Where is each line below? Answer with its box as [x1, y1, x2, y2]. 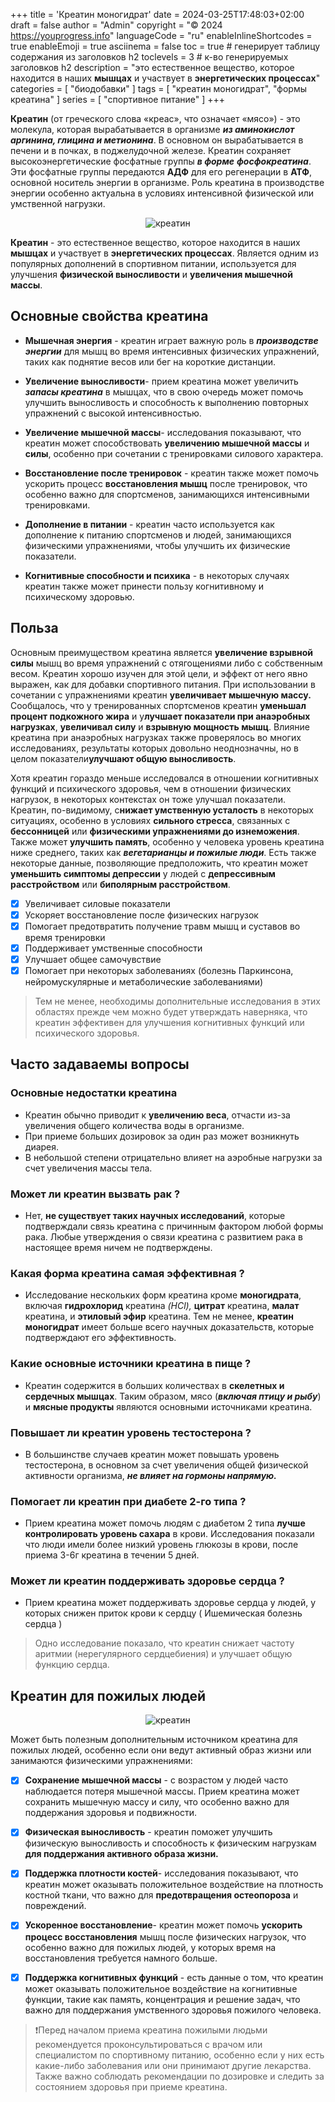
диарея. [24, 1140, 60, 1153]
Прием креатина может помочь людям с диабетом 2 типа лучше [24, 1517, 306, 1529]
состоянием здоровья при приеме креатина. [34, 2080, 228, 2093]
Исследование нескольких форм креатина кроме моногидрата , [24, 1289, 302, 1301]
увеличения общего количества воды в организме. [24, 1119, 245, 1131]
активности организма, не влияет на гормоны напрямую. [24, 1469, 277, 1481]
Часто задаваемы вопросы [10, 1056, 190, 1073]
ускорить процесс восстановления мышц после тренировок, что [24, 477, 308, 489]
